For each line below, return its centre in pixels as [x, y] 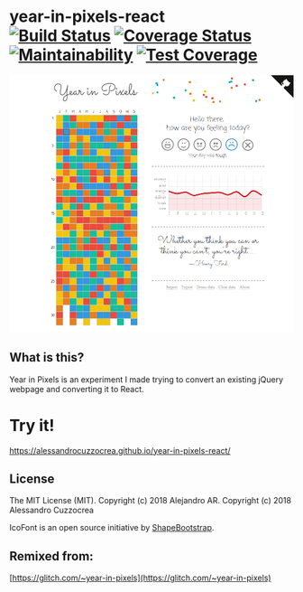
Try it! [32, 425]
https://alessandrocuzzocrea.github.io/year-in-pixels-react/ [120, 450]
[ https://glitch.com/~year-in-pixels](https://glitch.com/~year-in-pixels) [141, 578]
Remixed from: [51, 556]
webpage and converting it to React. [77, 389]
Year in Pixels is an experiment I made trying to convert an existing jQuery [147, 379]
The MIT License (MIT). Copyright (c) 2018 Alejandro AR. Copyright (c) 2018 [150, 501]
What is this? [47, 357]
